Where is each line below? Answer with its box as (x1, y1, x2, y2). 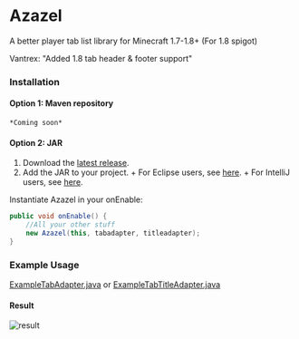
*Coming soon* (9, 119, 63, 128)
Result (9, 300, 34, 311)
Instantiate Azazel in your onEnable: (9, 194, 143, 205)
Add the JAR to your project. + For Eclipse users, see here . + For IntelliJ (22, 167, 290, 178)
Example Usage (9, 258, 80, 271)
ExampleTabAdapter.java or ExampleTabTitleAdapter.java (9, 279, 221, 290)
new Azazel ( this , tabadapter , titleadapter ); (25, 228, 201, 238)
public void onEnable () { (9, 212, 107, 221)
